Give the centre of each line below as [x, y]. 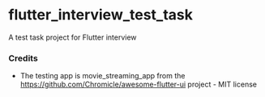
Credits [23, 58]
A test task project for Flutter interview [73, 37]
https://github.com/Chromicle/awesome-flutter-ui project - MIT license [139, 84]
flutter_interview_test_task [100, 15]
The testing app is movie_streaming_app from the [103, 76]
